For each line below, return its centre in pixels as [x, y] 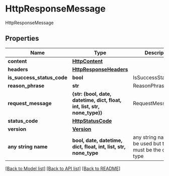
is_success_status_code [38, 77]
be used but [147, 143]
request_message [30, 103]
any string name [28, 146]
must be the [147, 150]
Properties [22, 38]
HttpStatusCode [92, 121]
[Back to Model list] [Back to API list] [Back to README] [63, 168]
